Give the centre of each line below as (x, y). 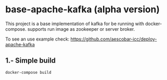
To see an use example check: (37, 39)
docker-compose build (28, 72)
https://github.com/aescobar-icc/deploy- (114, 39)
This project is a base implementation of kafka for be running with (75, 24)
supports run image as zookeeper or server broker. (81, 29)
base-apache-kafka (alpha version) (82, 9)
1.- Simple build (30, 61)
